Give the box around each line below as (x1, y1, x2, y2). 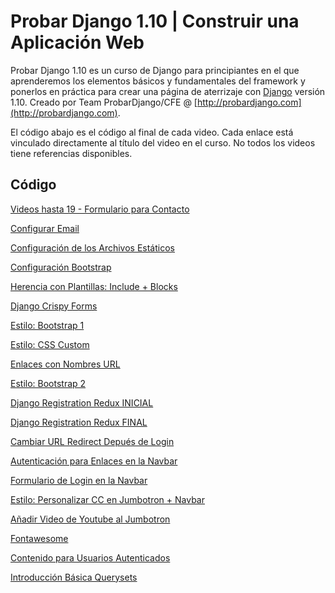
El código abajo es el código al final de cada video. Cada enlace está (10, 126, 294, 138)
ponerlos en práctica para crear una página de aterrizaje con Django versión (10, 85, 326, 97)
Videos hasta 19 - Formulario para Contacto (10, 203, 190, 215)
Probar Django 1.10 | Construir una (10, 10, 300, 33)
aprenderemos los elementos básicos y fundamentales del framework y (10, 75, 306, 87)
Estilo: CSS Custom (10, 338, 90, 350)
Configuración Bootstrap (10, 261, 112, 273)
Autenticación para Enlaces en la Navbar (10, 455, 178, 467)
